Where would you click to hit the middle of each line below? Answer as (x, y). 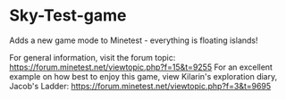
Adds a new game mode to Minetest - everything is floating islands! (134, 40)
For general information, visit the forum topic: (93, 57)
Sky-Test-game (68, 16)
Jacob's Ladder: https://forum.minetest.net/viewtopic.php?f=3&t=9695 (140, 86)
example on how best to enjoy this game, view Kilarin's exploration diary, (143, 76)
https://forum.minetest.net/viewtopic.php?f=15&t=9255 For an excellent (141, 67)
